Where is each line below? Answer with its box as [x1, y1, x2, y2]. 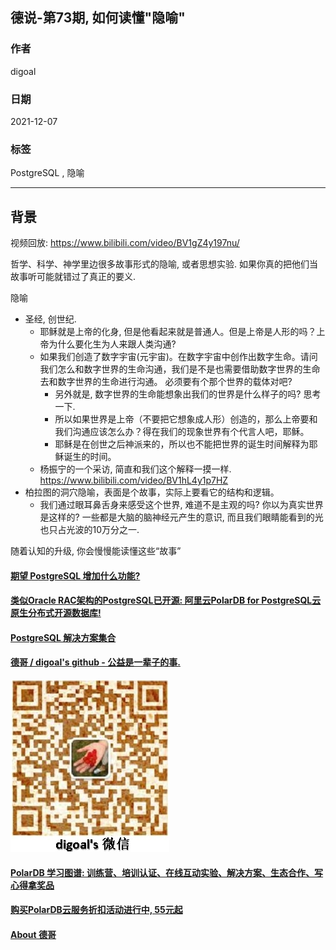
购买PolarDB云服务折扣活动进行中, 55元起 [10, 904, 183, 916]
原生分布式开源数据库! [10, 607, 102, 619]
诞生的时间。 [63, 451, 117, 463]
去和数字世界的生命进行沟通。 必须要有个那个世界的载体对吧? [39, 376, 293, 388]
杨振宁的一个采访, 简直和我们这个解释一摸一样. [39, 463, 232, 475]
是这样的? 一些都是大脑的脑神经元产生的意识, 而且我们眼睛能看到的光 [39, 511, 324, 523]
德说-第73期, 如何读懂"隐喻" [10, 9, 186, 27]
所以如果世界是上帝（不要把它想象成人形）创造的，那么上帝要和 [54, 413, 318, 425]
